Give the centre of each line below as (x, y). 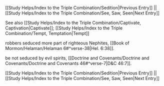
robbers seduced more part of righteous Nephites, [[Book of (67, 43)
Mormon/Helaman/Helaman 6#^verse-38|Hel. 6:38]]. (60, 48)
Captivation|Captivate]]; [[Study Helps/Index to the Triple (64, 28)
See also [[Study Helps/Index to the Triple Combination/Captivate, (73, 23)
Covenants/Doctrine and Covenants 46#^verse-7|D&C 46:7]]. (68, 63)
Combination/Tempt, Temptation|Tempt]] (47, 33)
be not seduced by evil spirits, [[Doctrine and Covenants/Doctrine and (77, 58)
